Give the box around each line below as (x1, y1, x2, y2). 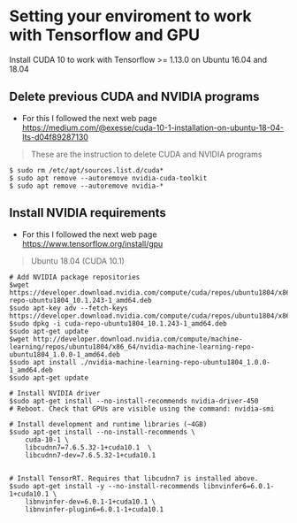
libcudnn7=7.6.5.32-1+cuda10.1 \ (25, 442, 152, 452)
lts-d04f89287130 (21, 131, 88, 142)
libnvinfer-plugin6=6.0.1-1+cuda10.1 (25, 504, 164, 514)
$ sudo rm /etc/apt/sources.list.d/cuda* (9, 165, 164, 174)
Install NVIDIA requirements (9, 205, 166, 220)
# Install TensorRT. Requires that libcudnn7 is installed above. (9, 473, 259, 483)
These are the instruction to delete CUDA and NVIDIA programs (30, 149, 263, 159)
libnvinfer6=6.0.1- (202, 481, 275, 490)
